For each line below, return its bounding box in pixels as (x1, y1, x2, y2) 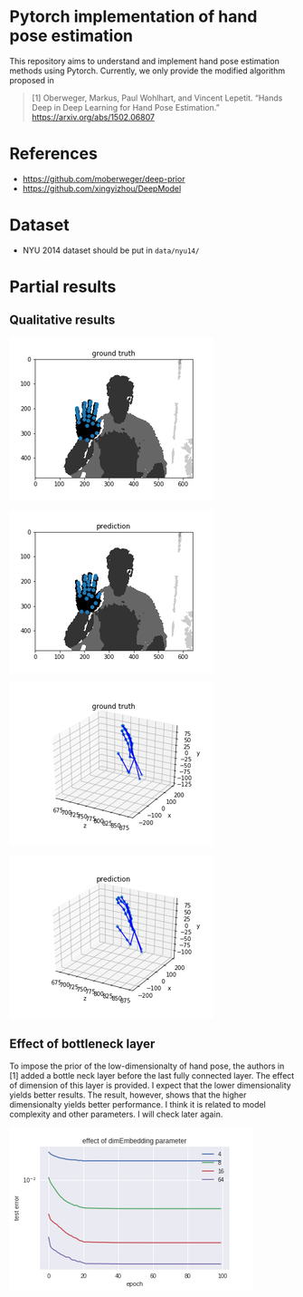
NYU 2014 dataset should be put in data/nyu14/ (22, 245, 200, 256)
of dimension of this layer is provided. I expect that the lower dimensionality (9, 1079, 291, 1090)
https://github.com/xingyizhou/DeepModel (22, 183, 182, 194)
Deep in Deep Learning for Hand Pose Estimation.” (31, 102, 220, 112)
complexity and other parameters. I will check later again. (9, 1108, 223, 1119)
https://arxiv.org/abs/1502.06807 (31, 111, 156, 122)
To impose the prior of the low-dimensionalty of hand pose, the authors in (9, 1060, 285, 1071)
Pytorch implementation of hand (9, 6, 258, 27)
